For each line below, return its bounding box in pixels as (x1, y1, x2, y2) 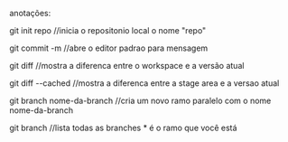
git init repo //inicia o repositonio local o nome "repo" (9, 25, 207, 35)
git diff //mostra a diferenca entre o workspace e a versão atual (9, 61, 245, 71)
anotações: (9, 8, 51, 18)
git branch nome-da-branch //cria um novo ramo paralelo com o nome (9, 95, 272, 106)
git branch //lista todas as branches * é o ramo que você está (9, 122, 237, 133)
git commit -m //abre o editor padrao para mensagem (9, 43, 209, 53)
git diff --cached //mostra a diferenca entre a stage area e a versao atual (9, 78, 280, 89)
